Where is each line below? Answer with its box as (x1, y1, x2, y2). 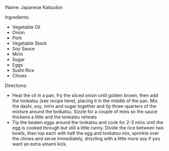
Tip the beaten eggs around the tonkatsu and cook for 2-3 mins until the (12, 119, 163, 125)
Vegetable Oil (12, 24, 41, 30)
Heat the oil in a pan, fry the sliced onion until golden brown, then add (12, 93, 158, 98)
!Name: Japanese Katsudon (5, 5, 63, 10)
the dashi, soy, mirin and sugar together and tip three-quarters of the (12, 103, 157, 109)
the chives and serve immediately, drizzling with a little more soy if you (12, 136, 160, 141)
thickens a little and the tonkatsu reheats (12, 114, 97, 120)
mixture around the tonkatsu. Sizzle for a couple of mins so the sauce (12, 109, 158, 114)
